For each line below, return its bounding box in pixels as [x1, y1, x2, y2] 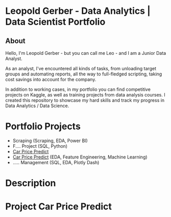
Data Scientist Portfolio [5, 16, 106, 28]
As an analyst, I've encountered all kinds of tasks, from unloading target [5, 66, 157, 71]
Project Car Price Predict [5, 201, 112, 212]
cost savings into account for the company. [5, 76, 96, 82]
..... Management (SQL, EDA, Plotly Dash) [12, 159, 100, 165]
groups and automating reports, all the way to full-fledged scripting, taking [5, 71, 162, 77]
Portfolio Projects [5, 121, 81, 132]
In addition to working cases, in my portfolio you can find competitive [5, 86, 151, 92]
